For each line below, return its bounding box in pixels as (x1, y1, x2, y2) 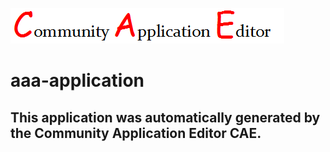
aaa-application (10, 69, 145, 92)
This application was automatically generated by (10, 109, 321, 126)
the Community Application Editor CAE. (10, 124, 262, 142)
